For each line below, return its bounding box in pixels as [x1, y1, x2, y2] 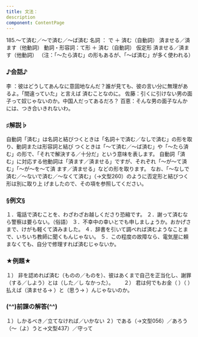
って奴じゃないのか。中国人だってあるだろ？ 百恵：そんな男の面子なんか [11, 97, 188, 104]
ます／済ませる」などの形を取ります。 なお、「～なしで [56, 165, 190, 172]
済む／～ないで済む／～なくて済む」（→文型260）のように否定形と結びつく [6, 173, 189, 180]
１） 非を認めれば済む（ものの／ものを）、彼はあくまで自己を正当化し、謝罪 [6, 271, 191, 279]
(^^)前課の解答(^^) [6, 303, 58, 311]
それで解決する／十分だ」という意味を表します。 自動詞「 [39, 150, 180, 157]
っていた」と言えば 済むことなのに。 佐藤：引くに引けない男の [34, 90, 187, 97]
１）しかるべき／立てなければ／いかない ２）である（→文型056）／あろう [6, 317, 188, 324]
